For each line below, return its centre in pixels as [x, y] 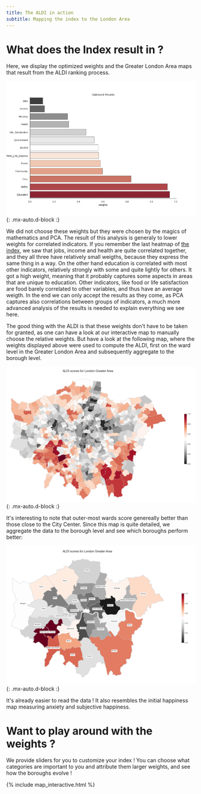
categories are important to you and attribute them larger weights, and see [98, 767]
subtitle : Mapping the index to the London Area [68, 19]
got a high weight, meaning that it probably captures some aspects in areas [100, 276]
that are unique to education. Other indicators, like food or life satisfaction [97, 282]
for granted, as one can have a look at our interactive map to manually [93, 332]
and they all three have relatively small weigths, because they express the [97, 256]
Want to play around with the [79, 731]
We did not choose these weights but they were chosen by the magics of [97, 231]
